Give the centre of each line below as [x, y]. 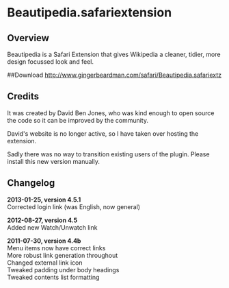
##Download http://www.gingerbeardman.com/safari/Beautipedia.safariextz [114, 75]
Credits [23, 96]
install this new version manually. [54, 161]
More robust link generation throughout [63, 255]
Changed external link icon [45, 263]
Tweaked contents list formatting [53, 277]
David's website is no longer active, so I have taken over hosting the [103, 133]
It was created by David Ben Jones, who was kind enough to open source [111, 113]
